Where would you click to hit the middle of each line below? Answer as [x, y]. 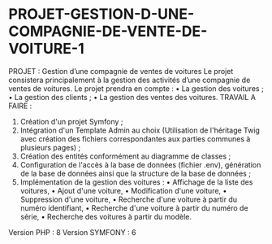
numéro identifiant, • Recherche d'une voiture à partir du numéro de [134, 207]
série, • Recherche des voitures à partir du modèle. [106, 216]
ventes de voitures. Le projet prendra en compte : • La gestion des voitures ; [136, 88]
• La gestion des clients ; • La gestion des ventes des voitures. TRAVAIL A [132, 97]
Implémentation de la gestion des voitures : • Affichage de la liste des [136, 182]
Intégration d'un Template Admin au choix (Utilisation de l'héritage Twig [140, 130]
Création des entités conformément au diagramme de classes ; [125, 156]
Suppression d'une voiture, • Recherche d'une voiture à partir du [129, 199]
